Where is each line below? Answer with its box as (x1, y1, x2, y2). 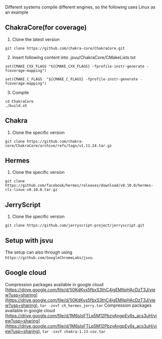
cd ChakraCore (5, 99, 34, 104)
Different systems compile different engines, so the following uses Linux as (5, 4, 156, 10)
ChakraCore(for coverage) (5, 23, 87, 32)
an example (5, 9, 28, 15)
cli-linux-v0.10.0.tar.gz (5, 188, 57, 192)
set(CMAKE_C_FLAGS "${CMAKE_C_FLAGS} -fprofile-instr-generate (5, 77, 138, 82)
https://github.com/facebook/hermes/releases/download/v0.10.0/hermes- (5, 183, 153, 188)
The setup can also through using (5, 249, 72, 255)
